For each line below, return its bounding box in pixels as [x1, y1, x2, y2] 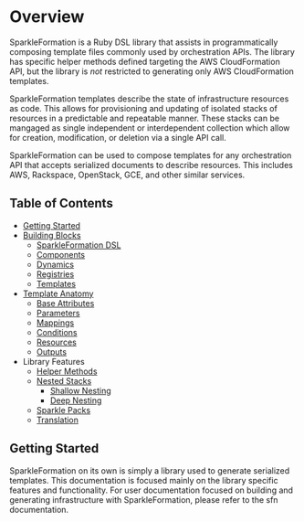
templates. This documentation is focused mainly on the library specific [9, 474, 278, 485]
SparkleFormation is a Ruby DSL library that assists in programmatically [9, 37, 278, 48]
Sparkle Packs [36, 404, 91, 415]
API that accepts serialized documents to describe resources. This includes [9, 159, 294, 170]
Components [36, 249, 85, 260]
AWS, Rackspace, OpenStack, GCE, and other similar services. [9, 169, 246, 180]
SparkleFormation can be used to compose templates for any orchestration [9, 149, 292, 161]
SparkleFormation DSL [36, 240, 121, 250]
